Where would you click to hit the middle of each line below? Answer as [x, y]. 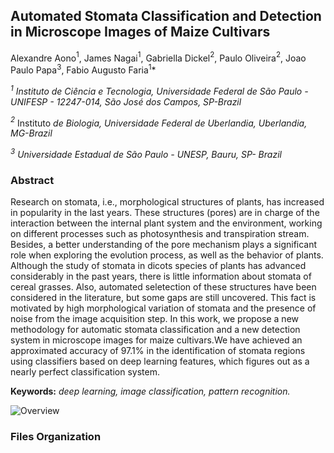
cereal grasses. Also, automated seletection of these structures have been [163, 287]
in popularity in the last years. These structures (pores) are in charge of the [165, 213]
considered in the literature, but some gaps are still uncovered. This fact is [163, 298]
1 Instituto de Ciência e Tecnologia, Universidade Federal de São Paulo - [159, 90]
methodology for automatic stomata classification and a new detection [155, 330]
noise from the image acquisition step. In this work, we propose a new [155, 319]
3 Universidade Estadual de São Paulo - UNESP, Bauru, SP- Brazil [146, 154]
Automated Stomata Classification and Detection [166, 16]
